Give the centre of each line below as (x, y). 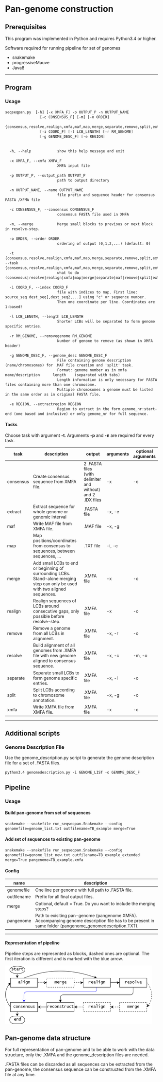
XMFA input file (73, 166)
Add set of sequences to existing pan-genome (53, 839)
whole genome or (51, 511)
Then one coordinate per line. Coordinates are (106, 302)
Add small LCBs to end (56, 563)
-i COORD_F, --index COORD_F (39, 287)
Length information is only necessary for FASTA (107, 380)
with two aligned (50, 589)
